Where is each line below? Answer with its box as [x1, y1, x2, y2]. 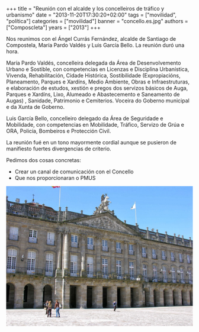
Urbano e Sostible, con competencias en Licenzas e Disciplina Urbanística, [6, 66, 190, 73]
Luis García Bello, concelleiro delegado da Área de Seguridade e [6, 115, 163, 122]
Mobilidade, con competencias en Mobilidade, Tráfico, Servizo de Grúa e [6, 121, 185, 128]
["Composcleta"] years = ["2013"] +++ [6, 24, 101, 31]
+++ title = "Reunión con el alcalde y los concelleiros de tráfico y [6, 5, 165, 12]
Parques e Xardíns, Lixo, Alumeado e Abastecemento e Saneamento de [6, 91, 180, 98]
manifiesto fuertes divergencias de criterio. [6, 145, 111, 152]
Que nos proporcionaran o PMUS [14, 175, 96, 181]
